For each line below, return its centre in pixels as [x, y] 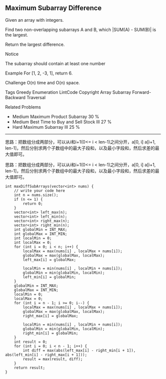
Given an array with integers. [35, 20]
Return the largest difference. [35, 44]
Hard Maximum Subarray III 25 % [46, 127]
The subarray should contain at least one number [55, 63]
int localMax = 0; [33, 242]
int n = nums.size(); [36, 195]
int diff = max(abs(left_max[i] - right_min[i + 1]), [79, 350]
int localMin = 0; [33, 238]
